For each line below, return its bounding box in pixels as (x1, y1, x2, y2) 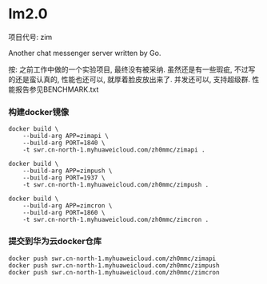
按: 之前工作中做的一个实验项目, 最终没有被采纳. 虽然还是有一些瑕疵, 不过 (8, 65, 249, 74)
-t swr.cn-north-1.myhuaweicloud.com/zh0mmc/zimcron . (22, 216, 209, 224)
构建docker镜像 (8, 106, 70, 117)
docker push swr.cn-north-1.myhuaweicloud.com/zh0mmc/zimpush (8, 261, 220, 270)
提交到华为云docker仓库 (8, 236, 102, 247)
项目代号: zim (8, 32, 53, 41)
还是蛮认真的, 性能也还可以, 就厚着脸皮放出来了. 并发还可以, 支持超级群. (14, 74, 250, 84)
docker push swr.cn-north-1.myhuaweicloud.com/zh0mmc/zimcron (8, 268, 220, 276)
